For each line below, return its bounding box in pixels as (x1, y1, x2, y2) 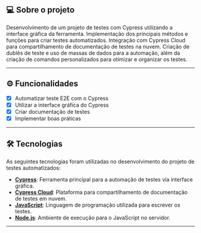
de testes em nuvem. (14, 195, 67, 202)
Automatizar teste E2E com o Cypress (14, 95, 109, 102)
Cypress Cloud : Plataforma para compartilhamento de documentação (14, 188, 188, 196)
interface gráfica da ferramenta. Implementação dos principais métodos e (6, 30, 188, 37)
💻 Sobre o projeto (6, 5, 75, 15)
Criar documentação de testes (14, 108, 90, 115)
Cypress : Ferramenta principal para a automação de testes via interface (14, 175, 193, 183)
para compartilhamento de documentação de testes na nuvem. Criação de (6, 43, 190, 50)
